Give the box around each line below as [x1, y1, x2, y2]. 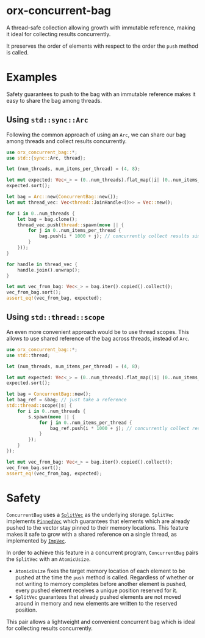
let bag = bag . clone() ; [17, 216, 78, 222]
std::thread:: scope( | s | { [6, 402, 72, 409]
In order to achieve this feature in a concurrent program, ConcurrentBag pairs [6, 549, 199, 557]
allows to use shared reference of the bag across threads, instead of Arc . [6, 335, 190, 342]
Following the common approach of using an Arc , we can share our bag [6, 131, 186, 138]
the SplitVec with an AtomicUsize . [6, 555, 91, 563]
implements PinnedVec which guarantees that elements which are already [6, 517, 190, 525]
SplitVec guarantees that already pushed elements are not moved [15, 593, 181, 601]
